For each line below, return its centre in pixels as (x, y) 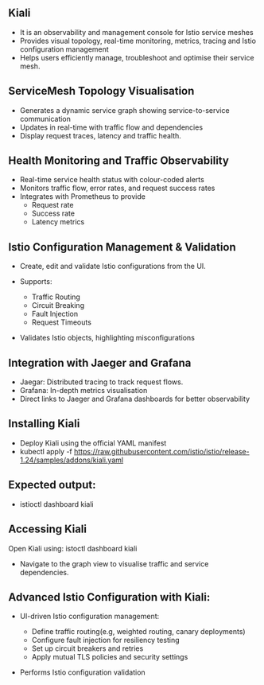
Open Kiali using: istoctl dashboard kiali (73, 548)
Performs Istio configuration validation (82, 672)
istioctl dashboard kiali (56, 504)
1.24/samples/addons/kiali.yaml (72, 460)
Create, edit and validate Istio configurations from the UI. (113, 267)
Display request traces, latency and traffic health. (100, 135)
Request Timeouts (61, 322)
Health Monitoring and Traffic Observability (118, 161)
